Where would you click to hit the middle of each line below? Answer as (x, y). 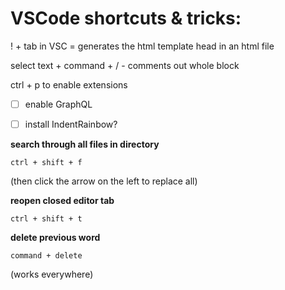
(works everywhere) (52, 274)
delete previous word (55, 238)
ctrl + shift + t (46, 219)
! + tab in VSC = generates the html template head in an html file (142, 46)
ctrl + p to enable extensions (69, 84)
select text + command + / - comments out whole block (125, 65)
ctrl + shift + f (46, 163)
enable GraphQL (58, 104)
